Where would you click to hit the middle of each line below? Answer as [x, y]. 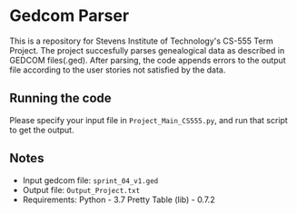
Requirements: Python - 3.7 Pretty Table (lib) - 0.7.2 [119, 199]
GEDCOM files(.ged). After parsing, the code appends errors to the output [148, 60]
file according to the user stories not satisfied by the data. [118, 70]
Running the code [60, 98]
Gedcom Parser [69, 16]
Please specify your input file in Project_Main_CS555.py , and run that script [148, 120]
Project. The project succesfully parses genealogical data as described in [147, 50]
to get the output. [42, 130]
